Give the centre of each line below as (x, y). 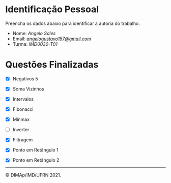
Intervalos (23, 99)
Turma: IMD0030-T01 (35, 44)
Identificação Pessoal (52, 9)
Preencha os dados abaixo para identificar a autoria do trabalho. (73, 23)
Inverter (21, 130)
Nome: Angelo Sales (34, 33)
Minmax (21, 119)
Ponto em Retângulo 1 (35, 150)
